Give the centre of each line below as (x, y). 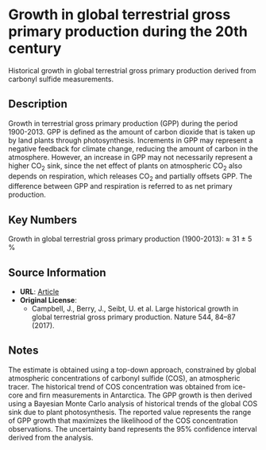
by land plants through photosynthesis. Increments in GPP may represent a (131, 140)
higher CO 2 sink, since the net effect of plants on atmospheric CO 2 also (125, 166)
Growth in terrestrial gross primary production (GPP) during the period (123, 123)
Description (38, 104)
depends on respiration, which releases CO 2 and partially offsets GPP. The (130, 177)
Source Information (57, 272)
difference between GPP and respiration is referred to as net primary (120, 186)
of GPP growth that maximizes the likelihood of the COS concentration (123, 421)
